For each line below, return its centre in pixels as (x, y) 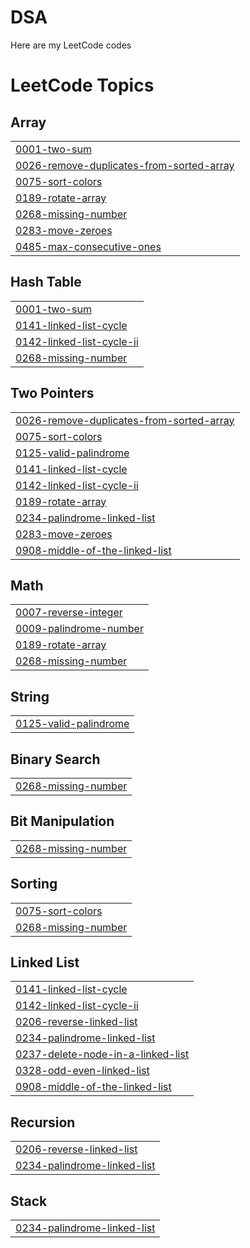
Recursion (43, 1122)
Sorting (34, 884)
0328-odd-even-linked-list (82, 1071)
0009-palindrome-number (79, 629)
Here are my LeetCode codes (71, 45)
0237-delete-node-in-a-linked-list (102, 1054)
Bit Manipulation (62, 821)
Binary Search (55, 759)
